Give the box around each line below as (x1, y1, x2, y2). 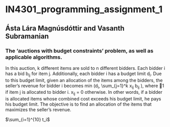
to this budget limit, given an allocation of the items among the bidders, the (5, 77, 163, 83)
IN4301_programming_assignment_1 (5, 4, 163, 15)
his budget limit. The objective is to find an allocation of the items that (5, 101, 152, 108)
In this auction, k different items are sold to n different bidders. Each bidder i (5, 65, 165, 71)
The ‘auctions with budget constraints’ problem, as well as (5, 47, 154, 54)
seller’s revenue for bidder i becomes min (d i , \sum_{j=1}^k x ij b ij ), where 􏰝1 (5, 83, 164, 90)
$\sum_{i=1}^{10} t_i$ (5, 116, 50, 123)
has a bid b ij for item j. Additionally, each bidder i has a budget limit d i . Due (5, 70, 162, 78)
